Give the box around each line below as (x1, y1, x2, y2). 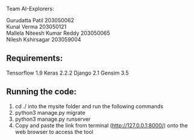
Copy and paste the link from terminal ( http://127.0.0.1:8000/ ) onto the (14, 121, 188, 129)
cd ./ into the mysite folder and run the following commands (14, 102, 164, 110)
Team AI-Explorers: (6, 5, 54, 12)
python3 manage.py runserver (14, 115, 91, 123)
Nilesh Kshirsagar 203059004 (6, 36, 81, 43)
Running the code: (6, 87, 77, 97)
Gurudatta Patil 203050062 (6, 17, 74, 23)
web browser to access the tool (14, 128, 93, 135)
